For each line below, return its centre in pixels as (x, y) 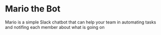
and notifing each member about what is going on (55, 27)
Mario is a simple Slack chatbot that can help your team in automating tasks (80, 22)
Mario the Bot (33, 9)
